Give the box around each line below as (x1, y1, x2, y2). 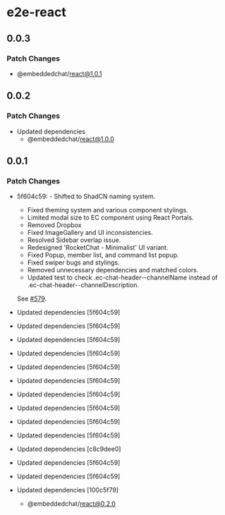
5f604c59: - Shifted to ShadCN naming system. (16, 192, 156, 201)
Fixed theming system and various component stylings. (27, 206, 188, 214)
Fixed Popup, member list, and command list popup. (27, 251, 179, 260)
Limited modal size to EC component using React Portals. (27, 213, 195, 222)
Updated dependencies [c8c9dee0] (16, 445, 121, 454)
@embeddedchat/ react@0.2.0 (27, 499, 116, 508)
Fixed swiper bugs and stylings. (27, 258, 121, 267)
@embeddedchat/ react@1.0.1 (16, 69, 102, 78)
